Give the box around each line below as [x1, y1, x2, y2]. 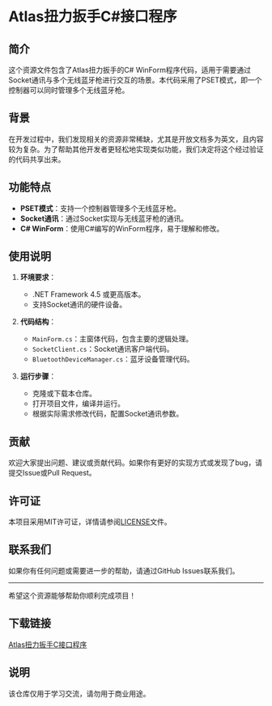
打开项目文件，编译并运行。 [32, 399, 125, 408]
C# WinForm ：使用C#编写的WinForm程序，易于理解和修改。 [19, 223, 224, 233]
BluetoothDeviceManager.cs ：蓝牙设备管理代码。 [32, 354, 194, 364]
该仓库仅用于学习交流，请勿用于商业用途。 [8, 688, 151, 698]
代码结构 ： [19, 317, 57, 327]
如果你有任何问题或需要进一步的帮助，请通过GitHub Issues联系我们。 [8, 565, 240, 575]
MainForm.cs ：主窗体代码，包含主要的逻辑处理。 [32, 334, 193, 344]
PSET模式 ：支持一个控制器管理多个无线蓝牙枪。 [19, 203, 181, 213]
